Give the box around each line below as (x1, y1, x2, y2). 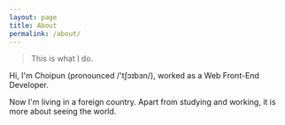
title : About (9, 21, 58, 30)
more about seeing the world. (9, 107, 117, 117)
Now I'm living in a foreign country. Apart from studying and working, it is (9, 97, 276, 107)
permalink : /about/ (9, 29, 81, 38)
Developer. (9, 80, 49, 91)
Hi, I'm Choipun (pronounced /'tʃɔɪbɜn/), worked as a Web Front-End (9, 70, 259, 81)
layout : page (9, 12, 58, 22)
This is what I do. (30, 54, 94, 64)
